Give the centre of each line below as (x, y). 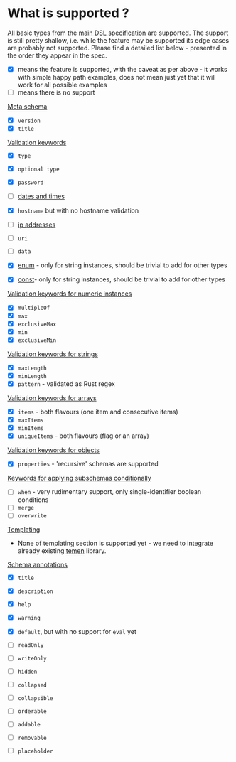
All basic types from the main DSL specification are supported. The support (118, 33)
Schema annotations (37, 565)
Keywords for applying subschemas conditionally (79, 478)
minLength (32, 376)
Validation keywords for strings (53, 354)
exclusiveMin (37, 340)
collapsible (35, 698)
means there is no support (56, 92)
